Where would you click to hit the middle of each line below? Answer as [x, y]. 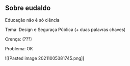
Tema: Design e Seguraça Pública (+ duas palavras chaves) [65, 30]
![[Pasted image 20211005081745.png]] [45, 58]
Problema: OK [19, 48]
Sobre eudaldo [28, 8]
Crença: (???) [19, 39]
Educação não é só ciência [32, 20]
